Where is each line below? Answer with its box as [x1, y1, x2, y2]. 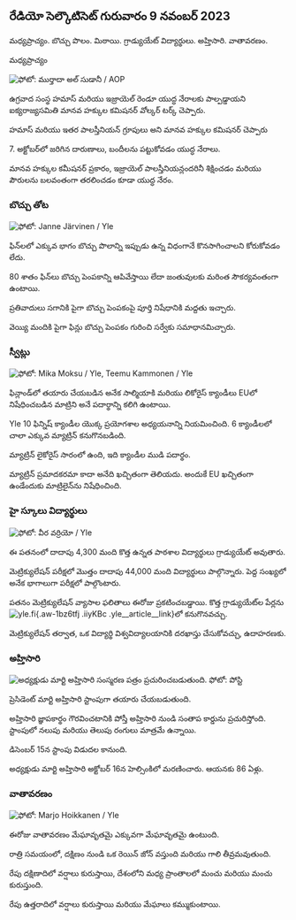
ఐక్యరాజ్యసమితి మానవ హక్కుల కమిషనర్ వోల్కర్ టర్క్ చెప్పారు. [9, 104, 206, 115]
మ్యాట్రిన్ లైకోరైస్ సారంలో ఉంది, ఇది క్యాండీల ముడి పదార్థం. [9, 449, 192, 460]
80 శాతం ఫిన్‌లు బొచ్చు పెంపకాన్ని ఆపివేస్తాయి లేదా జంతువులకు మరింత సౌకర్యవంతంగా [9, 272, 279, 282]
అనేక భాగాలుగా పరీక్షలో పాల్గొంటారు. [9, 577, 122, 588]
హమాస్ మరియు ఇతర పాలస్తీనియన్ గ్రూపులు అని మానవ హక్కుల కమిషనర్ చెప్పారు [9, 124, 268, 134]
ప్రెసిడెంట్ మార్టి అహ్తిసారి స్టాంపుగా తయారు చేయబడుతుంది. [9, 694, 192, 704]
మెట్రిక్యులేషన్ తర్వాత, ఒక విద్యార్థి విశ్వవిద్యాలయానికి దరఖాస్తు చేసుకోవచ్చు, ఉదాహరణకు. [9, 627, 286, 638]
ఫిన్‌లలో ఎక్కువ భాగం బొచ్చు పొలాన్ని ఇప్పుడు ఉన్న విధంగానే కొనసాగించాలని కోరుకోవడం [9, 241, 281, 251]
